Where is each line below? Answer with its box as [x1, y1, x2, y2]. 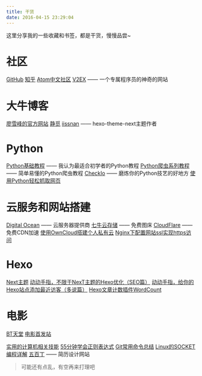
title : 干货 [6, 8, 34, 15]
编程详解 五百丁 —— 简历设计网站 [6, 351, 90, 358]
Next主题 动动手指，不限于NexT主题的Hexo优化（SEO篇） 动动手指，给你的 [6, 279, 194, 286]
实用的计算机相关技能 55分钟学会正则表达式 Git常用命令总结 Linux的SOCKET [6, 343, 196, 350]
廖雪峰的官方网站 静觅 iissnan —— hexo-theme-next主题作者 [6, 120, 158, 127]
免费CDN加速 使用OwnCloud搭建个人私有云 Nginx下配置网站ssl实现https [6, 229, 186, 236]
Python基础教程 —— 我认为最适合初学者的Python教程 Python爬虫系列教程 [6, 162, 190, 169]
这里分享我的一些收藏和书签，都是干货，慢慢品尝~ [6, 31, 131, 39]
